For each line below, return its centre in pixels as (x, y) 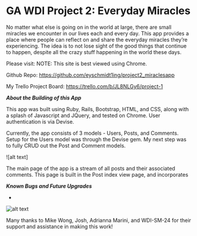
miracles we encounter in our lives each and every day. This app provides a (98, 33)
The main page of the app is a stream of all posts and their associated (91, 168)
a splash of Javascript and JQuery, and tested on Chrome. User (83, 115)
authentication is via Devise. (40, 121)
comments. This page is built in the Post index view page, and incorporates (97, 174)
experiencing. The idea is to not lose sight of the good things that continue (96, 46)
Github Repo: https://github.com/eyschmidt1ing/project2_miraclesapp (91, 75)
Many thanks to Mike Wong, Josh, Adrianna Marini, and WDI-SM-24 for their (98, 220)
